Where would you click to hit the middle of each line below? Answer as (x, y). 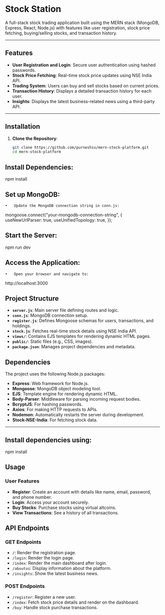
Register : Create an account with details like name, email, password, (82, 492)
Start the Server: (31, 236)
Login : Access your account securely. (51, 502)
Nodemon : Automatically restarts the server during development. (78, 415)
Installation (23, 127)
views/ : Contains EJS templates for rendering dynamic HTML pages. (82, 336)
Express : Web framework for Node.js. (51, 384)
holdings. (22, 326)
